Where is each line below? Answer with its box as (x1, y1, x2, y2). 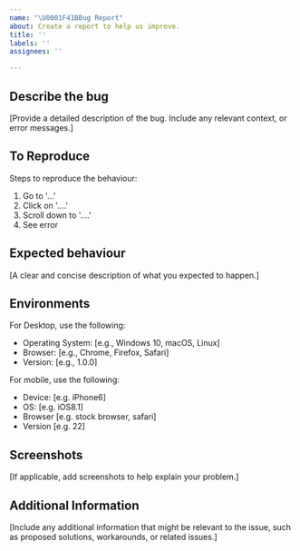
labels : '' (9, 38, 51, 48)
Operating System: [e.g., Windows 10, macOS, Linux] (22, 338, 220, 349)
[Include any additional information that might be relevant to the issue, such (9, 522, 292, 532)
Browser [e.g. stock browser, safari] (22, 411, 157, 422)
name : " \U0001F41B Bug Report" (9, 13, 124, 23)
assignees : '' (9, 47, 63, 56)
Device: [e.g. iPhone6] (22, 392, 107, 403)
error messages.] (9, 122, 74, 133)
